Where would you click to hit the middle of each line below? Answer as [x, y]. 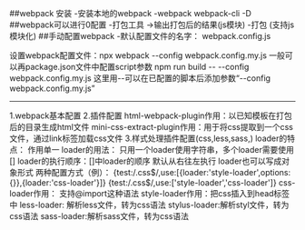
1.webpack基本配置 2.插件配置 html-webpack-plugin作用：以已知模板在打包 [151, 115]
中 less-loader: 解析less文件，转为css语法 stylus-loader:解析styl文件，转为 [149, 205]
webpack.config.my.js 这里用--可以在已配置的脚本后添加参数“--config [140, 78]
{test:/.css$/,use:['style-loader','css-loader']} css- [202, 183]
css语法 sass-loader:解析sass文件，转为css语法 [99, 216]
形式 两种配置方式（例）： [64, 172]
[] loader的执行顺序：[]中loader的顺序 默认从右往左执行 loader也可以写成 [146, 161]
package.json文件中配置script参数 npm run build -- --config [137, 67]
